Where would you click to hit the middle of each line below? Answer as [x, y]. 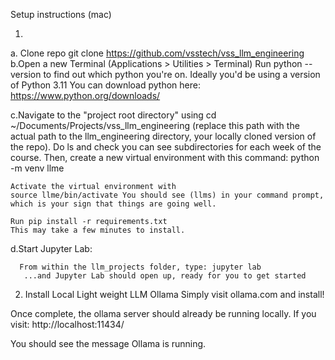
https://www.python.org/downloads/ [85, 95]
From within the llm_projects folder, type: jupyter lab [140, 267]
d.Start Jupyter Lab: [51, 248]
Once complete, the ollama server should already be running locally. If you [163, 313]
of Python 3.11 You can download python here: [105, 85]
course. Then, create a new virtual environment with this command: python [165, 157]
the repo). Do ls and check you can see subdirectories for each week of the [166, 147]
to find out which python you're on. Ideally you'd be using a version [182, 74]
